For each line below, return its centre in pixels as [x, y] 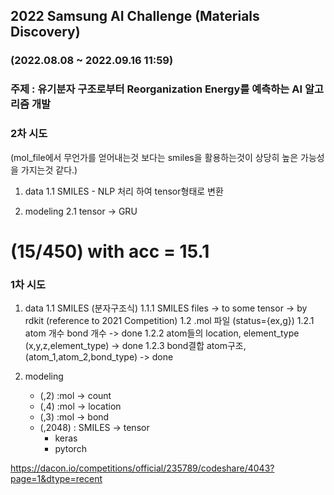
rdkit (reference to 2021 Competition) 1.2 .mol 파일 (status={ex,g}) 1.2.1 [169, 321]
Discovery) [45, 32]
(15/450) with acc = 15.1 [110, 251]
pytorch [70, 449]
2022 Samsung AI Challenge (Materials [135, 16]
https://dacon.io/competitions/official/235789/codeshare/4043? [142, 468]
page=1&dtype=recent [56, 479]
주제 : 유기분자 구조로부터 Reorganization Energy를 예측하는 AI [156, 89]
